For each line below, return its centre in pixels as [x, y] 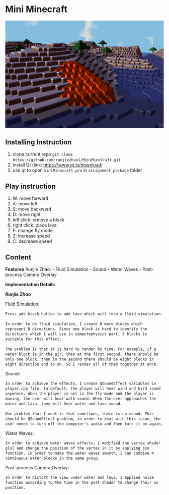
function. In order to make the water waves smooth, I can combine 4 [80, 453]
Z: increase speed [31, 236]
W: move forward [30, 198]
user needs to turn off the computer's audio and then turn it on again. [84, 424]
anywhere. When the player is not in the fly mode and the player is [80, 394]
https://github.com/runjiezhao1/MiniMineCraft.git [67, 160]
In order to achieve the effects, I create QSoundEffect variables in [81, 383]
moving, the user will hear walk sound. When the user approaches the [81, 399]
